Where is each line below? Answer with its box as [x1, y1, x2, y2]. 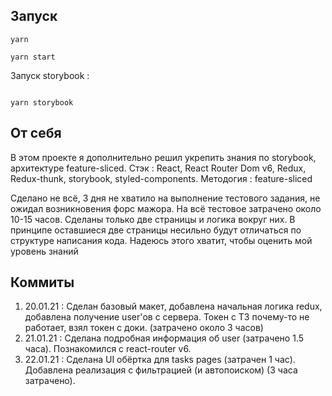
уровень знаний [10, 245, 79, 257]
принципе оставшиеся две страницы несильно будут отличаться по [10, 224, 302, 236]
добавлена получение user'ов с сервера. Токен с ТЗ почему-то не [24, 311, 310, 323]
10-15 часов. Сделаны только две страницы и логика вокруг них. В [10, 213, 296, 225]
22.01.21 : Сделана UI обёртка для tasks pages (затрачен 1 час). [24, 354, 296, 366]
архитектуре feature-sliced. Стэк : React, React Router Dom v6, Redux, [10, 162, 307, 174]
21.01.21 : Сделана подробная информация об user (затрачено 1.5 [24, 332, 305, 344]
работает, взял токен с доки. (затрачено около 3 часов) [24, 322, 264, 334]
